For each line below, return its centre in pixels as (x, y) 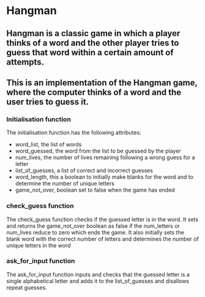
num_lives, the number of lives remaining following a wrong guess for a (105, 157)
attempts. (25, 62)
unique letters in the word (39, 245)
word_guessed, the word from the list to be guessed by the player (98, 151)
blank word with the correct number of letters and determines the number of (102, 239)
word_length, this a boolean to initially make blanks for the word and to (104, 177)
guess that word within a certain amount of (90, 52)
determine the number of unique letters (65, 184)
